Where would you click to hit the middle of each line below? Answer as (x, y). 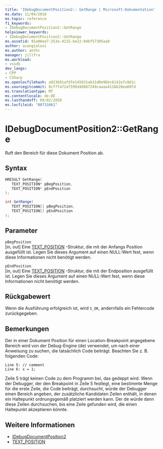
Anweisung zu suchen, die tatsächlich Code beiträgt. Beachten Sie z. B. (77, 351)
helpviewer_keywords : (27, 32)
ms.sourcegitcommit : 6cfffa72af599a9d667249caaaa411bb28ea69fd (71, 87)
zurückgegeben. (21, 313)
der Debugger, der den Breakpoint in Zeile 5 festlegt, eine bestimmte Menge (81, 384)
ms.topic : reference (26, 19)
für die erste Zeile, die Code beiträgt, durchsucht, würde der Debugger (76, 389)
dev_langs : (16, 69)
